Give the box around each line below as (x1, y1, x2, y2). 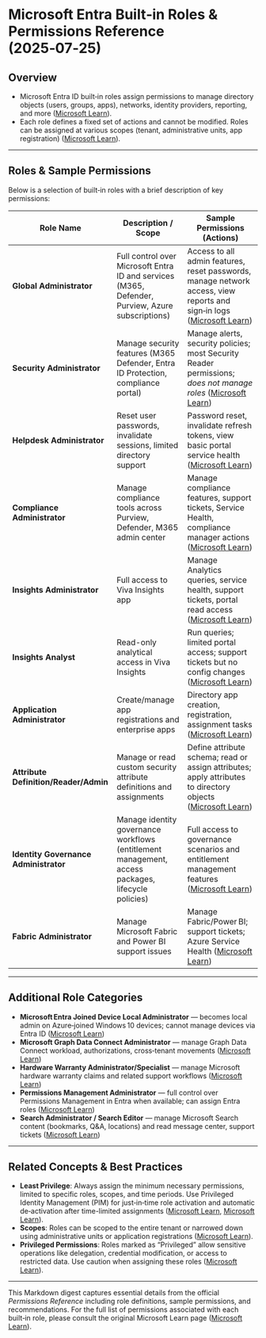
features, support (187, 492, 252, 503)
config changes (187, 666, 245, 677)
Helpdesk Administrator (12, 434, 104, 445)
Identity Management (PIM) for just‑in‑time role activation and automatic (19, 1198, 256, 1207)
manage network (187, 275, 251, 286)
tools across (116, 501, 162, 513)
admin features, (187, 255, 245, 266)
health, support (187, 584, 244, 595)
